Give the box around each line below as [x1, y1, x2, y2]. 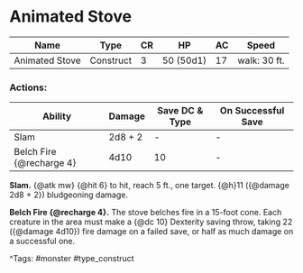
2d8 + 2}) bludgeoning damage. [9, 189, 129, 200]
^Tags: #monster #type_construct [9, 253, 134, 264]
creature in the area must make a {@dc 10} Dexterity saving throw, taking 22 [9, 216, 293, 227]
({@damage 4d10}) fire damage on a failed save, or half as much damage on [9, 226, 294, 237]
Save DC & [157, 105, 204, 117]
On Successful [219, 105, 285, 117]
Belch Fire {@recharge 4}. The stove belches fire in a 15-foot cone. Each [9, 207, 282, 218]
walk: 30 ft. [237, 54, 285, 67]
